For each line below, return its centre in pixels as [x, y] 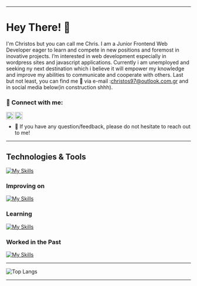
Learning [19, 214]
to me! [22, 133]
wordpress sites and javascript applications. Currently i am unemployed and [98, 62]
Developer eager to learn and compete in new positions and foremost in [93, 50]
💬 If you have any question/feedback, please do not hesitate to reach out [102, 127]
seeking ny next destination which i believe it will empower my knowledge [95, 69]
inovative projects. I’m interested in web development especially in [86, 56]
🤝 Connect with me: [35, 102]
